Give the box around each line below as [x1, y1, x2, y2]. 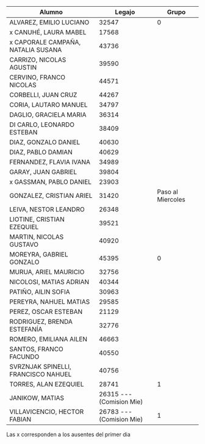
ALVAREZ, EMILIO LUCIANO [9, 18, 90, 26]
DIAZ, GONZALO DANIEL [9, 138, 81, 146]
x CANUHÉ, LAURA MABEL [9, 28, 87, 36]
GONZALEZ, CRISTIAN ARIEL [9, 192, 93, 200]
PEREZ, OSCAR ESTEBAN [9, 308, 83, 316]
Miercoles [157, 195, 185, 203]
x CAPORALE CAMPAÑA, [9, 38, 81, 46]
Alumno [39, 8, 63, 16]
